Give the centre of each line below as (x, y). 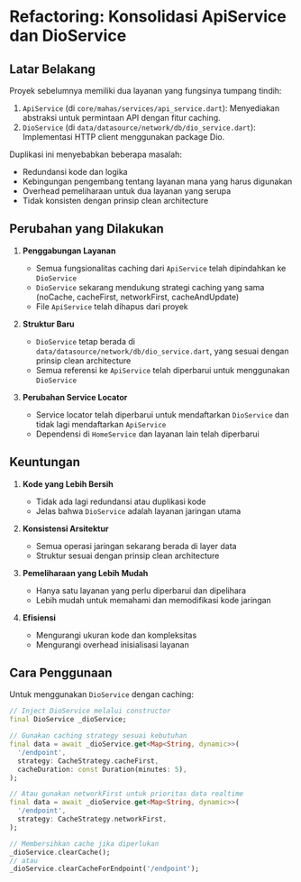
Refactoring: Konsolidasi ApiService (148, 17)
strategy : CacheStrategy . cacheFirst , (88, 761)
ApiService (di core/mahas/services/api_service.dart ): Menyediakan (151, 108)
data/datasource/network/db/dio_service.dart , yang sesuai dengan (162, 351)
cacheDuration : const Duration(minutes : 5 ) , (102, 769)
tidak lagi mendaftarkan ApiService (101, 424)
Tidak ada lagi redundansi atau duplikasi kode (121, 501)
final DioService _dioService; (68, 720)
